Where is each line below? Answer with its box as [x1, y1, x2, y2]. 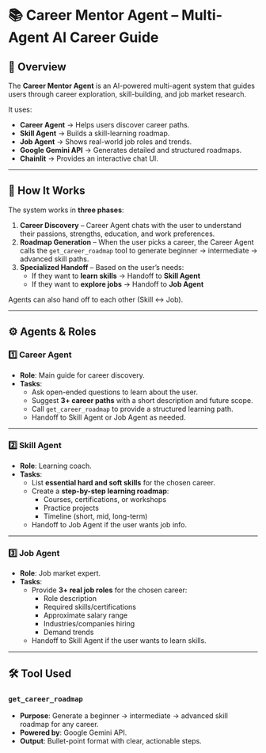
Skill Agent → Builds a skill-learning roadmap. [19, 128, 170, 138]
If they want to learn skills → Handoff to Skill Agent [31, 271, 200, 280]
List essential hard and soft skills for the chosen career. [31, 477, 215, 487]
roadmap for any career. [19, 719, 99, 728]
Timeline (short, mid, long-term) [43, 512, 148, 521]
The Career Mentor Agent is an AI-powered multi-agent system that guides [8, 81, 256, 90]
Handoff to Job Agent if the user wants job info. [31, 519, 188, 529]
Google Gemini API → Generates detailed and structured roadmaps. [19, 146, 242, 154]
